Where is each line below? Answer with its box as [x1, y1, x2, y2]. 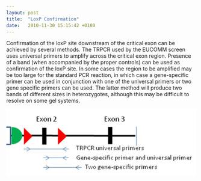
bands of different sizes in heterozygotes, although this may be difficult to [6, 91, 190, 98]
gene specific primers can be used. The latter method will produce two [6, 84, 182, 91]
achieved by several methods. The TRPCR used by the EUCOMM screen [6, 46, 185, 54]
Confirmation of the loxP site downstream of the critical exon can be [6, 40, 176, 47]
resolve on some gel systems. [6, 97, 80, 105]
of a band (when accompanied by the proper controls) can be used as [6, 59, 181, 66]
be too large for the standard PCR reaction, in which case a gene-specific [6, 72, 189, 79]
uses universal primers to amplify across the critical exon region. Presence [6, 52, 191, 60]
